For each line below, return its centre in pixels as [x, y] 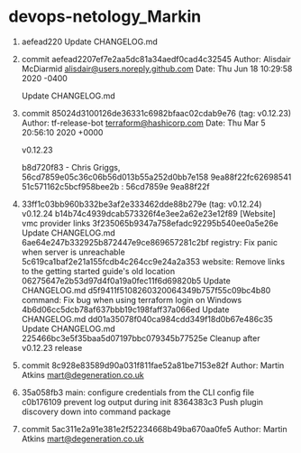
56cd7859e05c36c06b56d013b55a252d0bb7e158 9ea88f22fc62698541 [156, 177]
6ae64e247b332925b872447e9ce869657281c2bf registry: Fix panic [150, 242]
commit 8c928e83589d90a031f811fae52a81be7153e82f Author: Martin [153, 365]
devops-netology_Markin [105, 17]
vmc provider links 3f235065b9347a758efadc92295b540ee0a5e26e [150, 223]
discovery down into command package [96, 411]
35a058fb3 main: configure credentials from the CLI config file [137, 392]
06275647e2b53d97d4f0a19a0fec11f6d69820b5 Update [126, 281]
